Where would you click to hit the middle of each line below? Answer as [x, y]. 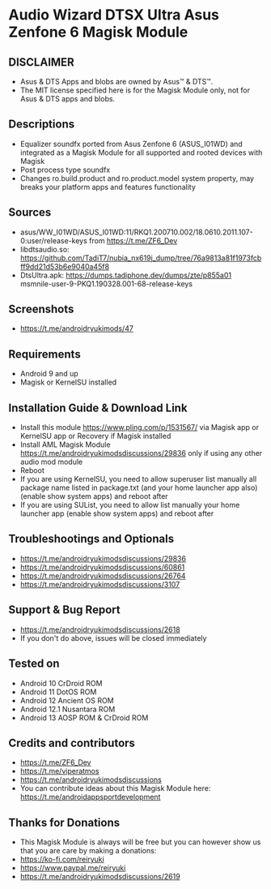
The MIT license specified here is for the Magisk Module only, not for [135, 90]
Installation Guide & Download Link [98, 408]
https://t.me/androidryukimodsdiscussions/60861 [102, 567]
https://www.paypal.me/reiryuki [73, 868]
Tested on [34, 664]
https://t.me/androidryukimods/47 [76, 329]
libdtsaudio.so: [45, 249]
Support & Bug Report [64, 610]
